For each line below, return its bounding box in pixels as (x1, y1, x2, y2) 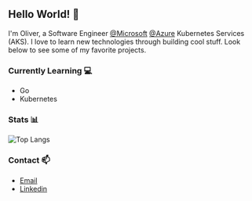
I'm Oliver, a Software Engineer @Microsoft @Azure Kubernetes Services (8, 28, 245, 38)
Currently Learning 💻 (8, 65, 93, 76)
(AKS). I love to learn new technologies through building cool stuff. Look (8, 37, 241, 46)
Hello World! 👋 (8, 8, 80, 21)
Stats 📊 (8, 114, 39, 125)
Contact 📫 (8, 155, 51, 166)
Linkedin (19, 184, 48, 193)
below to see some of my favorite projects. (8, 45, 147, 55)
